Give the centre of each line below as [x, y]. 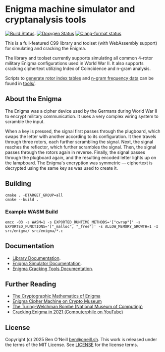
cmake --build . [22, 200]
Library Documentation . [36, 258]
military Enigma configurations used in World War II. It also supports [74, 63]
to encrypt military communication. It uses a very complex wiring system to [82, 116]
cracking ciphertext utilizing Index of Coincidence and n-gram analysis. [78, 69]
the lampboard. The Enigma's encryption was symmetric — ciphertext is [79, 163]
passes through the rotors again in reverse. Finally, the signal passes [75, 152]
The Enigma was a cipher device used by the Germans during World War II [81, 111]
